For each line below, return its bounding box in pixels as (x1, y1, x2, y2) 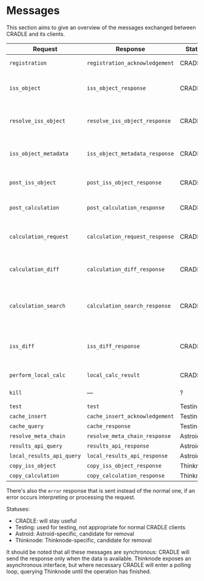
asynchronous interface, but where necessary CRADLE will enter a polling (6, 561, 191, 568)
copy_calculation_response (87, 472, 165, 479)
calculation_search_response (87, 302, 171, 309)
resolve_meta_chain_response (87, 432, 171, 439)
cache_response (87, 423, 131, 429)
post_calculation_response (87, 204, 165, 211)
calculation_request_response (87, 233, 174, 240)
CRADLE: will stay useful (15, 517, 77, 524)
